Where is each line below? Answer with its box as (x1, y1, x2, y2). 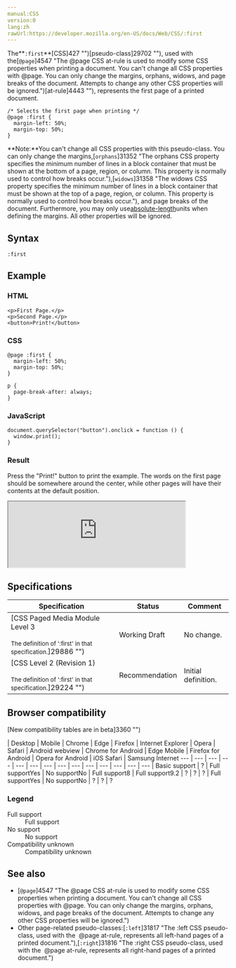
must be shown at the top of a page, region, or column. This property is (7, 189, 214, 198)
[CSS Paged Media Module (11, 613, 100, 623)
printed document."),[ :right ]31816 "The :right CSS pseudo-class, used (17, 938, 223, 947)
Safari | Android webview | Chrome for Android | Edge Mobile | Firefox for (7, 746, 220, 755)
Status (136, 601, 159, 611)
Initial (183, 666, 202, 676)
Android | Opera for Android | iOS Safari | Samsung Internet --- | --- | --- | (7, 754, 221, 763)
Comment (188, 601, 222, 611)
